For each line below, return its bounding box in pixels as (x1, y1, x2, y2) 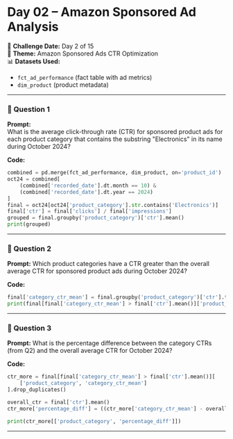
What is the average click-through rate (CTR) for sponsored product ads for (7, 128, 223, 136)
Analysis (7, 19, 59, 35)
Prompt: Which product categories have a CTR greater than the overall (7, 260, 210, 268)
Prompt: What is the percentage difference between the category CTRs (7, 339, 212, 347)
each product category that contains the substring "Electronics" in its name (7, 135, 223, 143)
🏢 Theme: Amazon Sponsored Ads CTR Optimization (7, 49, 158, 58)
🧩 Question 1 (7, 104, 50, 114)
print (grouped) (7, 221, 51, 228)
